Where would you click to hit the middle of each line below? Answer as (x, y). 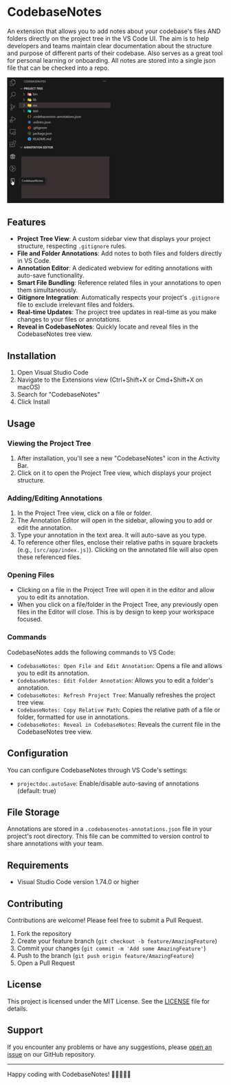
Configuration (38, 753)
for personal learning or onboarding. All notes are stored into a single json (111, 60)
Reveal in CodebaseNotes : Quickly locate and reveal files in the (108, 327)
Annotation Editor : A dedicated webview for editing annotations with (115, 268)
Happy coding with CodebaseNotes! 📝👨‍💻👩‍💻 (69, 1074)
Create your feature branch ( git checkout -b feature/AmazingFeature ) (117, 941)
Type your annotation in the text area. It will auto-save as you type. (112, 535)
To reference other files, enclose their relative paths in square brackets (117, 542)
